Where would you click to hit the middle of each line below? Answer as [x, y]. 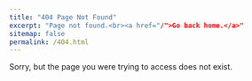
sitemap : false [37, 33]
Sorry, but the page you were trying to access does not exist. [121, 67]
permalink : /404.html [49, 42]
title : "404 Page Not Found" [63, 17]
